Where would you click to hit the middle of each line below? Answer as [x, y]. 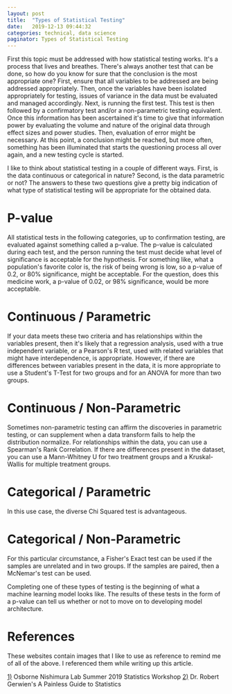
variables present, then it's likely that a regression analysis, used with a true [115, 343]
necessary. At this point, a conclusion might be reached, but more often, [110, 140]
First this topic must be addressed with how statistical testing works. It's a [113, 59]
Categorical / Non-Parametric [94, 539]
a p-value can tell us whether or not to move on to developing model [105, 601]
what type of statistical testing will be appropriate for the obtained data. [109, 190]
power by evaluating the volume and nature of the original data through [109, 125]
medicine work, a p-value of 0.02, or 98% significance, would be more [108, 282]
